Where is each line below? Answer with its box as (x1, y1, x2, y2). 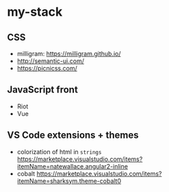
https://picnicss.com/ (16, 64, 77, 72)
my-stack (7, 4, 63, 20)
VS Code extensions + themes (7, 130, 139, 141)
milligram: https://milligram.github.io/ (16, 49, 121, 58)
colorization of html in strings (16, 147, 102, 156)
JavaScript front (7, 84, 79, 96)
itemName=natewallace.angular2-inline (16, 162, 129, 170)
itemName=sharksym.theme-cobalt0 (16, 176, 122, 185)
